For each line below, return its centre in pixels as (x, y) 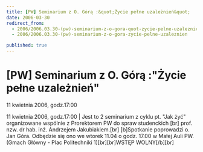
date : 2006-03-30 (28, 18)
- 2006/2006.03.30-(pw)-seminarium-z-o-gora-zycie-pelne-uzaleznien (100, 35)
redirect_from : (25, 23)
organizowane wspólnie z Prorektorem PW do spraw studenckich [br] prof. (99, 123)
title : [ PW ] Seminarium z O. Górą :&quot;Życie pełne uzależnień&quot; (98, 12)
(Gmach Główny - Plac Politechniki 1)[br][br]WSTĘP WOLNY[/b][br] (90, 142)
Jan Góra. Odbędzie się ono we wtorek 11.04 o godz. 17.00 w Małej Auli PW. (100, 136)
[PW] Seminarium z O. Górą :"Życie (96, 75)
